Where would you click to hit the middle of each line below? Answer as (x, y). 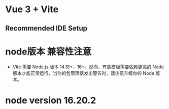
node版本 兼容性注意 (48, 51)
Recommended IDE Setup (46, 28)
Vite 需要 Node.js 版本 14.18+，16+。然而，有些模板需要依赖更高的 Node (88, 67)
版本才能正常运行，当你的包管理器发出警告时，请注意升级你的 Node (83, 73)
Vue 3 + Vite (32, 9)
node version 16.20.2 (51, 100)
